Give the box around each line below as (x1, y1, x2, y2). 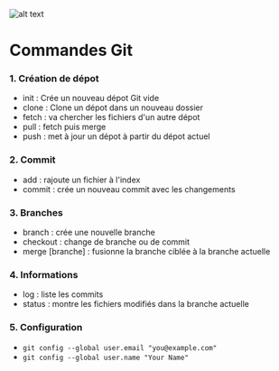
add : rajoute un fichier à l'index (22, 174, 141, 185)
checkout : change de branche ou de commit (22, 237, 191, 247)
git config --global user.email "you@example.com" (22, 343, 218, 352)
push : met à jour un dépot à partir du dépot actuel (22, 131, 210, 142)
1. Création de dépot (9, 72, 99, 85)
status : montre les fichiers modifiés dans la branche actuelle (22, 299, 250, 310)
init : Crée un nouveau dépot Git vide (22, 93, 160, 104)
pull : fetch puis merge (22, 122, 107, 133)
